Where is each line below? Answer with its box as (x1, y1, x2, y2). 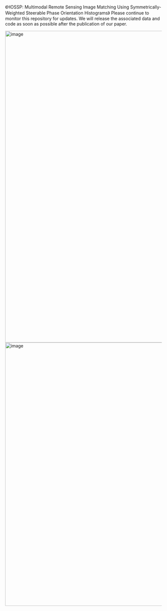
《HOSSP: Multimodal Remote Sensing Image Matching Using (5, 4, 129, 10)
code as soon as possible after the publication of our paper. (5, 21, 128, 26)
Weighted (5, 10, 25, 16)
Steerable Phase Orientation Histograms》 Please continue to (25, 10, 149, 16)
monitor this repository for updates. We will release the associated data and (5, 15, 160, 21)
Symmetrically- (130, 4, 162, 10)
